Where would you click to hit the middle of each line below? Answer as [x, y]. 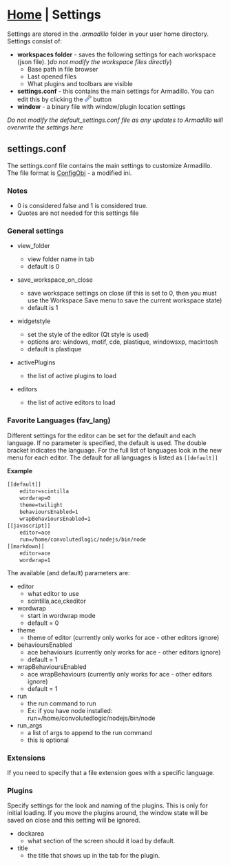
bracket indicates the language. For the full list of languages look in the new [115, 450]
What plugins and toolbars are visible [80, 83]
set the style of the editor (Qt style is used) [88, 335]
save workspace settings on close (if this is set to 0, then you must [122, 293]
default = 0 [43, 623]
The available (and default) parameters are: [69, 573]
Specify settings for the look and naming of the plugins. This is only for [108, 805]
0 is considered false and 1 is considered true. [82, 206]
